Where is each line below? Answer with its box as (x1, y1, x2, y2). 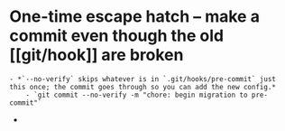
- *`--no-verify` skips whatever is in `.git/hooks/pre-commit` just (9, 74, 277, 83)
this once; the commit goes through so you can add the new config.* (9, 82, 277, 91)
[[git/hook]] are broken (9, 45, 184, 65)
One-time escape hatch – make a (9, 6, 260, 27)
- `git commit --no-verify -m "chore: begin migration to (25, 90, 248, 99)
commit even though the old (9, 25, 225, 46)
